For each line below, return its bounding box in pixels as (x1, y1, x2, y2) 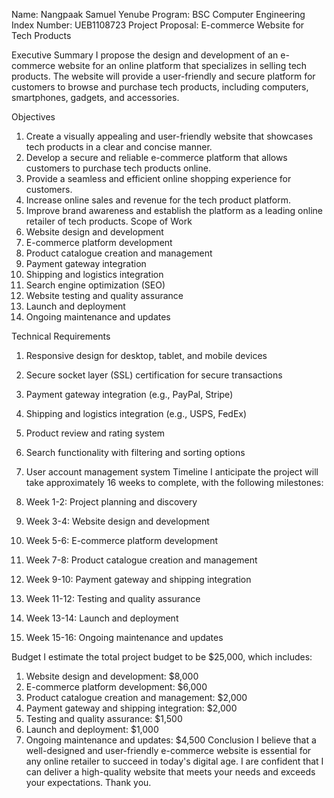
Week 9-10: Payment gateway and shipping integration (25, 574, 252, 585)
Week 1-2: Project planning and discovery (25, 496, 198, 508)
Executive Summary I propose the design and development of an (11, 49, 279, 61)
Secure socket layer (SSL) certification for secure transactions (25, 369, 283, 381)
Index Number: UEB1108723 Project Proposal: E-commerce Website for (11, 19, 305, 31)
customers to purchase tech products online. (25, 162, 211, 174)
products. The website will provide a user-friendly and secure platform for (11, 70, 316, 82)
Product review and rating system (25, 427, 166, 439)
